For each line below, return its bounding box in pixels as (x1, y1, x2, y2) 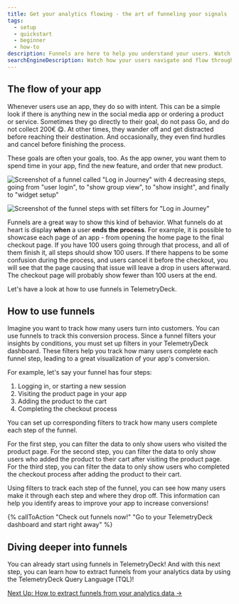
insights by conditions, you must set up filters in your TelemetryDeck (7, 339, 208, 348)
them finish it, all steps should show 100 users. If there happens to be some (7, 248, 229, 256)
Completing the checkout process (17, 405, 117, 413)
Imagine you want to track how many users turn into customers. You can (7, 324, 220, 333)
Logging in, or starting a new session (17, 382, 127, 390)
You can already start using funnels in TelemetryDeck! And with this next (7, 560, 221, 568)
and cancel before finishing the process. (7, 140, 126, 148)
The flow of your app (7, 83, 102, 95)
